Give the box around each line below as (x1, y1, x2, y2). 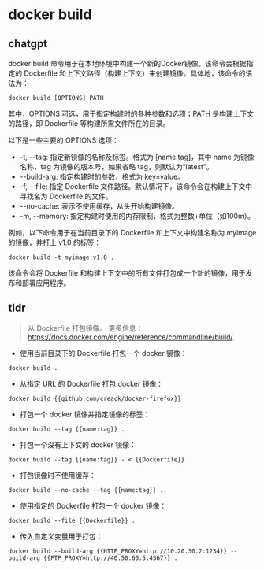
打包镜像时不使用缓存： (19, 470, 96, 479)
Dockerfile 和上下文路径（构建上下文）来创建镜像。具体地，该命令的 (23, 68, 246, 78)
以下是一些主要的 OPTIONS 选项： (8, 135, 120, 145)
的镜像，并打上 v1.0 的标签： (8, 238, 101, 247)
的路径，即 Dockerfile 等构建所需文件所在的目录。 (8, 119, 170, 128)
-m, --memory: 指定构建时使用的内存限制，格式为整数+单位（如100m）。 (19, 211, 255, 220)
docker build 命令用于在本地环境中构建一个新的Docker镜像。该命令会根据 (8, 59, 247, 68)
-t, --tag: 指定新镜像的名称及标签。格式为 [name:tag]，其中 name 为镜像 (19, 152, 255, 161)
